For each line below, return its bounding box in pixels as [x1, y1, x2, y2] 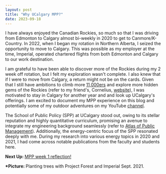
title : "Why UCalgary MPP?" [5, 12, 64, 17]
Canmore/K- [131, 35, 157, 41]
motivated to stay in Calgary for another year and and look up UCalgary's [5, 92, 155, 98]
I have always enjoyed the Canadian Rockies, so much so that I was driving [5, 30, 159, 36]
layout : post [5, 7, 32, 12]
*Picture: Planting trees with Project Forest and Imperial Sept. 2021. [5, 163, 145, 169]
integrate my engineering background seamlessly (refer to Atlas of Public [5, 123, 155, 129]
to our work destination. [5, 57, 54, 62]
